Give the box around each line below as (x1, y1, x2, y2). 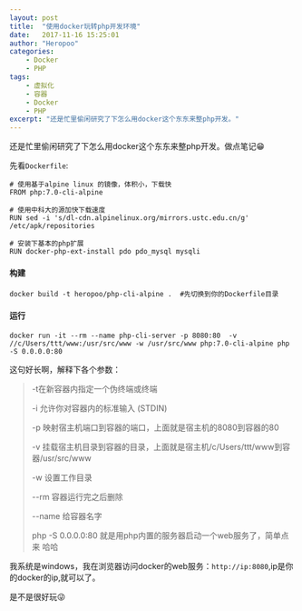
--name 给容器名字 (31, 510, 102, 521)
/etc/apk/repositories (9, 222, 95, 231)
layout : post (9, 13, 59, 23)
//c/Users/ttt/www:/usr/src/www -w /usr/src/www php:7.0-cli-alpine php (9, 338, 290, 348)
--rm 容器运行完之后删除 (31, 491, 124, 502)
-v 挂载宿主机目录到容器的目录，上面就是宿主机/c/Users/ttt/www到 (31, 441, 283, 452)
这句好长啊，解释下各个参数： (9, 364, 121, 375)
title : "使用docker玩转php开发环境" (9, 22, 141, 31)
